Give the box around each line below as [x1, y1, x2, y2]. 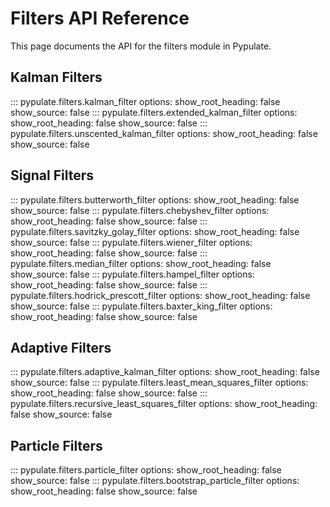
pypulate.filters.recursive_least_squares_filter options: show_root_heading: [10, 398, 318, 410]
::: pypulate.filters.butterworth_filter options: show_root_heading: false [10, 193, 300, 206]
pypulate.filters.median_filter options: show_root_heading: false [10, 257, 272, 269]
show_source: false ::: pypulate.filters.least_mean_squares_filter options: [10, 377, 309, 389]
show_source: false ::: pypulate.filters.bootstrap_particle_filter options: [10, 475, 300, 487]
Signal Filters [10, 167, 94, 184]
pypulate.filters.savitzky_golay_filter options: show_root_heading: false [10, 225, 300, 237]
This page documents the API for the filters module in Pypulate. [10, 40, 272, 52]
